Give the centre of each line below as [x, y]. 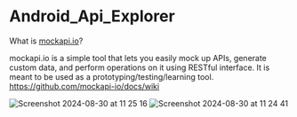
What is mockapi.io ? [46, 41]
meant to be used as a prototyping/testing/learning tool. [112, 76]
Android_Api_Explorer [92, 16]
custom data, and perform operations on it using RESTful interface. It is [140, 67]
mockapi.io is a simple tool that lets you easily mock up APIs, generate [138, 58]
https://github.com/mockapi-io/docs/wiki [84, 86]
